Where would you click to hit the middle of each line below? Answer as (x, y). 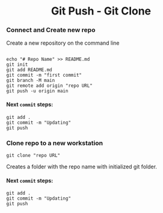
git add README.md (29, 70)
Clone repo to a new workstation (55, 143)
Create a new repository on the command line (63, 43)
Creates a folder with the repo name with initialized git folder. (82, 167)
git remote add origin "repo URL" (50, 86)
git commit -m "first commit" (44, 75)
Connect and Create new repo (51, 30)
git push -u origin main (37, 91)
